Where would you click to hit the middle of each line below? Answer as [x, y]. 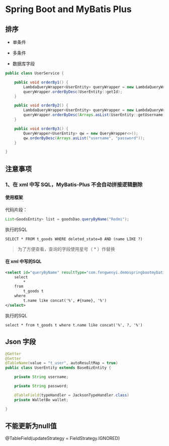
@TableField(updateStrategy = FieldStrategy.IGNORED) [63, 438]
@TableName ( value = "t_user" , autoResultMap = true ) [62, 363]
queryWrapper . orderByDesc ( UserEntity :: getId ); [73, 92]
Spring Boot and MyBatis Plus [68, 9]
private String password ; [41, 386]
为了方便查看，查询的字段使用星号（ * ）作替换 [66, 249]
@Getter [13, 354]
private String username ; [41, 377]
